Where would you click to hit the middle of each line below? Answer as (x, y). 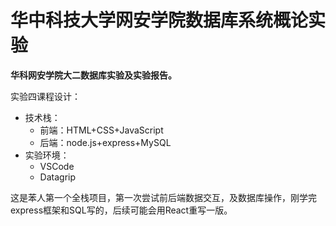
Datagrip (58, 177)
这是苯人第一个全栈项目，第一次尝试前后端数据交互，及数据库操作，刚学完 (163, 197)
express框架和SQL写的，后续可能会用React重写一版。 (121, 210)
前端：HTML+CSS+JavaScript (101, 130)
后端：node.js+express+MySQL (105, 142)
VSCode (57, 166)
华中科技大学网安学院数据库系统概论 (159, 20)
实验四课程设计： (45, 96)
